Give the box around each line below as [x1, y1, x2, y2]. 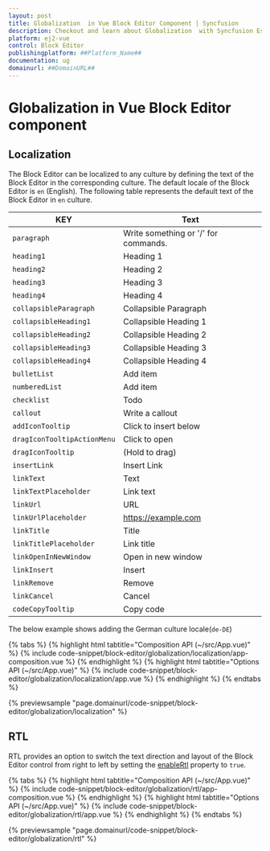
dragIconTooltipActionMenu [12, 434, 116, 443]
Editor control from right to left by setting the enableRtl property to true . [8, 759, 247, 769]
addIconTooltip [12, 421, 71, 430]
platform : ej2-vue [8, 34, 70, 43]
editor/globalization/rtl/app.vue [8, 809, 111, 819]
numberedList [12, 382, 63, 391]
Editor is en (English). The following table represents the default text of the [8, 186, 254, 195]
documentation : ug [8, 57, 70, 65]
